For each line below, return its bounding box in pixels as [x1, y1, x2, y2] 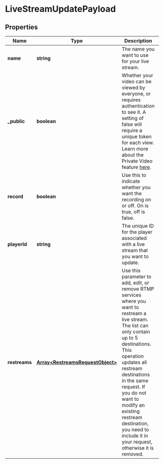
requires [122, 96, 141, 103]
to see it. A [122, 109, 146, 116]
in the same [122, 377, 149, 384]
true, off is [122, 209, 145, 215]
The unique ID [122, 223, 154, 229]
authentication [122, 103, 155, 109]
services [122, 292, 142, 298]
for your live [122, 58, 149, 65]
